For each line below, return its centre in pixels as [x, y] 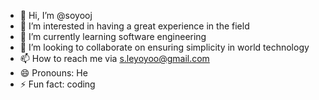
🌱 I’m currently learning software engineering [113, 36]
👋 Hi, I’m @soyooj [56, 15]
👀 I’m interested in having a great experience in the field [134, 26]
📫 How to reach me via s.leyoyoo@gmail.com [114, 58]
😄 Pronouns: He [53, 73]
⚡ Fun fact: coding [57, 84]
